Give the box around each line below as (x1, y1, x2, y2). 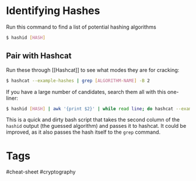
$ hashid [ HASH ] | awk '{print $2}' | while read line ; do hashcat (6, 106, 174, 112)
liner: (6, 95, 19, 102)
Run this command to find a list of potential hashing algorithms (6, 23, 156, 30)
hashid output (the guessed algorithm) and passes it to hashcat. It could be (6, 123, 187, 130)
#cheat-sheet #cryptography (6, 168, 76, 176)
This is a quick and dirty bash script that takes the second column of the (6, 116, 180, 123)
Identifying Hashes (6, 4, 100, 18)
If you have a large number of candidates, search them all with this (6, 88, 166, 95)
